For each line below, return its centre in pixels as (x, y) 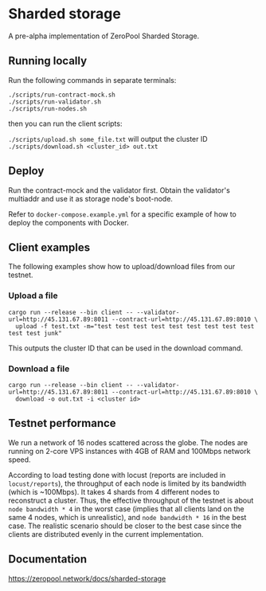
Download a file (39, 369)
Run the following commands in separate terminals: (92, 80)
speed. (20, 460)
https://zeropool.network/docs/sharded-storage (87, 578)
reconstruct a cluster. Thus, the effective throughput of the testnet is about (131, 500)
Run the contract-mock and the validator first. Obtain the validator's (119, 190)
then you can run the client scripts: (65, 123)
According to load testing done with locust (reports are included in (117, 475)
